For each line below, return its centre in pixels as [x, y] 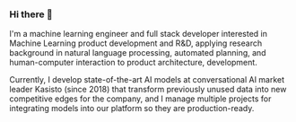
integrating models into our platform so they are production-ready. [132, 109]
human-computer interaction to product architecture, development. [133, 63]
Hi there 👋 [31, 14]
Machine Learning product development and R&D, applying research [136, 43]
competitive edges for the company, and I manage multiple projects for [140, 99]
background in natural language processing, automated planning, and [138, 53]
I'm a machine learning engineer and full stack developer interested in [138, 34]
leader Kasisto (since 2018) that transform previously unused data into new [148, 90]
